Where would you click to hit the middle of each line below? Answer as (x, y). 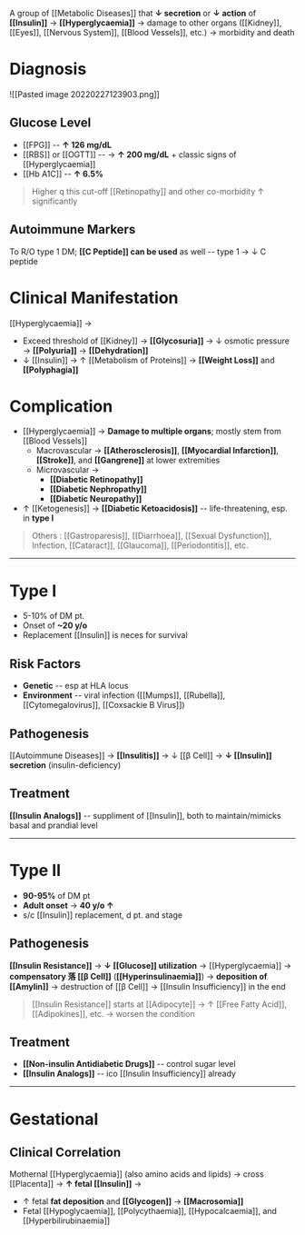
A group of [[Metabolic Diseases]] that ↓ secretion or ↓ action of (133, 13)
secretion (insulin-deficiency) (65, 765)
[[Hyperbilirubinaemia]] (66, 1220)
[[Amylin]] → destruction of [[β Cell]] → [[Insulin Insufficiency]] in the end (148, 986)
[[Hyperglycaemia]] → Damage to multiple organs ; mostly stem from (152, 432)
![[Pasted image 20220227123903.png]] (85, 94)
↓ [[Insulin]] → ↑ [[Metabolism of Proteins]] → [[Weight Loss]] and (148, 360)
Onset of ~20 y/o (55, 625)
